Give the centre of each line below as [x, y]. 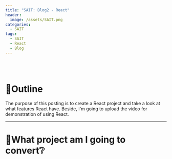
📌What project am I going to [66, 140]
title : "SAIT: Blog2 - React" [38, 10]
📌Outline [24, 89]
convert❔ [25, 151]
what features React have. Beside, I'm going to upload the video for [76, 109]
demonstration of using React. [37, 114]
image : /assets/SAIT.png [36, 19]
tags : [11, 34]
